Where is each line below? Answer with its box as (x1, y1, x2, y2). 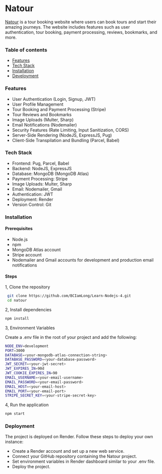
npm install (5, 316, 29, 321)
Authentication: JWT (12, 191, 53, 197)
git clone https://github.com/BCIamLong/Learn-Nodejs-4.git (7, 294, 131, 299)
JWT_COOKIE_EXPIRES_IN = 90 (5, 371, 57, 376)
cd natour (7, 298, 27, 303)
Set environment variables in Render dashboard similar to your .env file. (12, 458, 155, 464)
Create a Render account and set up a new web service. (12, 448, 125, 454)
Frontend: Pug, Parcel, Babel (12, 160, 69, 166)
